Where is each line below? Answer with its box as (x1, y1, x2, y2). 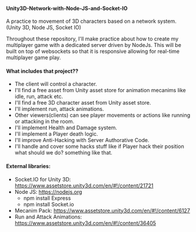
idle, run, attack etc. (14, 93, 64, 100)
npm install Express (23, 194, 71, 201)
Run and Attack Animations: (14, 213, 82, 220)
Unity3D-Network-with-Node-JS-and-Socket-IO (6, 5, 128, 12)
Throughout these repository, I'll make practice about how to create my (6, 35, 179, 42)
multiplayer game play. (6, 54, 61, 61)
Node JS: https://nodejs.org (14, 188, 82, 195)
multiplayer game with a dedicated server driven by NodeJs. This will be (6, 42, 181, 49)
